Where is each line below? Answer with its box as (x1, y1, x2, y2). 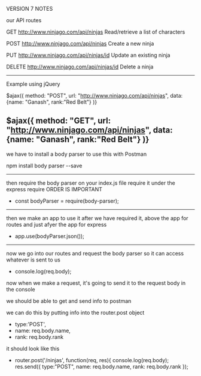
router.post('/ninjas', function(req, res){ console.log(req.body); (14, 356, 169, 363)
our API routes (6, 17, 42, 23)
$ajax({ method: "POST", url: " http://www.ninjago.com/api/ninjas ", (6, 92, 169, 99)
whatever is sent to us (6, 256, 61, 263)
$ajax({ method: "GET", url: (6, 116, 111, 126)
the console (6, 285, 35, 293)
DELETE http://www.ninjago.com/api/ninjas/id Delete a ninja (6, 63, 154, 70)
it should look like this (6, 345, 60, 352)
